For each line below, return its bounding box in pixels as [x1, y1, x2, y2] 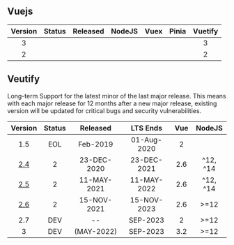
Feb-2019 [77, 139, 114, 149]
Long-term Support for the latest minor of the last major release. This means [7, 91, 226, 100]
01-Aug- [131, 135, 162, 144]
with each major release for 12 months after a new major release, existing [7, 99, 217, 107]
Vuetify [192, 26, 219, 36]
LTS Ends [130, 123, 162, 133]
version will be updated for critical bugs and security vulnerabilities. [7, 106, 202, 114]
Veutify [7, 73, 40, 85]
